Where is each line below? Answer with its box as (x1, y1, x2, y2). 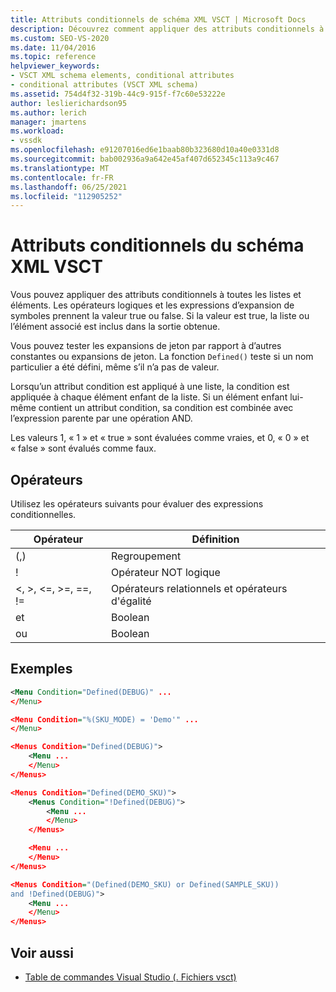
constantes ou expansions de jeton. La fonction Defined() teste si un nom (10, 351, 314, 363)
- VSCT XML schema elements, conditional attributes (10, 71, 235, 81)
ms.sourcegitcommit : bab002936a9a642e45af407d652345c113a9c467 (10, 154, 280, 164)
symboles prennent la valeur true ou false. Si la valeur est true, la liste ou (10, 310, 310, 322)
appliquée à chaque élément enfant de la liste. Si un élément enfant (10, 391, 288, 403)
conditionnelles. (10, 509, 77, 520)
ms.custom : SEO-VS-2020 (10, 33, 110, 43)
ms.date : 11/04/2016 (10, 42, 97, 53)
